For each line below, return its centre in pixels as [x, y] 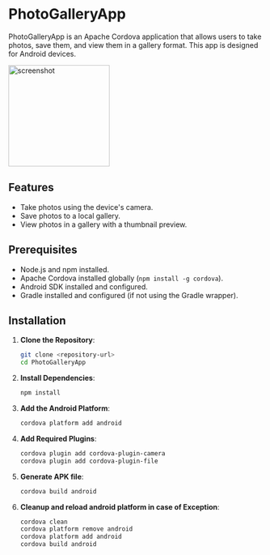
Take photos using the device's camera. [86, 207]
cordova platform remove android [76, 529]
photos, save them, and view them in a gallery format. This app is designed [133, 45]
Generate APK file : [52, 476]
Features [31, 188]
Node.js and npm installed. [65, 269]
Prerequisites [43, 250]
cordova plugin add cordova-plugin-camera [93, 453]
